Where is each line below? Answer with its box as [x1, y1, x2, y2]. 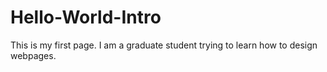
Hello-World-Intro [10, 6, 162, 29]
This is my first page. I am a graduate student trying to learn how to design [10, 39, 318, 51]
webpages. [10, 49, 57, 61]
